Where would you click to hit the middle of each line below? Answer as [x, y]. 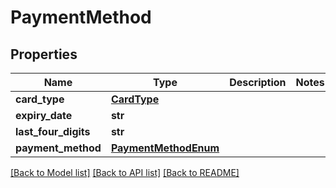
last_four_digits [53, 131]
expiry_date [44, 115]
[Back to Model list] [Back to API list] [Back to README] [125, 172]
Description [258, 82]
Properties [44, 54]
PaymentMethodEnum [165, 148]
